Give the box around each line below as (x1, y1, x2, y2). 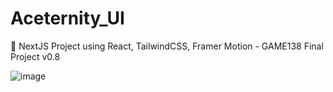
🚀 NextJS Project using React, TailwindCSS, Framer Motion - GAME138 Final (10, 40, 324, 52)
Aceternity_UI (10, 7, 125, 30)
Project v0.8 (10, 50, 61, 62)
